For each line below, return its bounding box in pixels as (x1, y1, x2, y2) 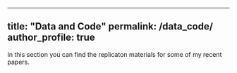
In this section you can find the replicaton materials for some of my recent (7, 50, 222, 58)
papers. (7, 58, 30, 66)
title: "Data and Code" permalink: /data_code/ (7, 20, 214, 32)
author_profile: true (7, 32, 95, 44)
